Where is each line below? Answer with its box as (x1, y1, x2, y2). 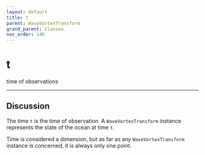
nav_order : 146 (6, 32, 45, 38)
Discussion (6, 101, 50, 111)
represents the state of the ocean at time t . (6, 123, 115, 131)
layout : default (6, 9, 48, 15)
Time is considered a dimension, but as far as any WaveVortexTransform (6, 135, 185, 143)
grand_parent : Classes (6, 26, 64, 32)
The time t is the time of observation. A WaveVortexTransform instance (6, 117, 182, 125)
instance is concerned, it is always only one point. (6, 142, 132, 149)
